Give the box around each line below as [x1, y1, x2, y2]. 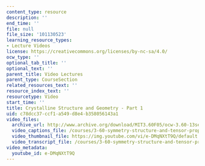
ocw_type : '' [6, 54, 40, 60]
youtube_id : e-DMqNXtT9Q [12, 150, 75, 156]
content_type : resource [6, 9, 67, 15]
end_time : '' [6, 20, 40, 26]
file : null [6, 26, 34, 32]
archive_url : [12, 122, 45, 128]
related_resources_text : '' [6, 83, 78, 89]
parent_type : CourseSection [6, 77, 78, 83]
